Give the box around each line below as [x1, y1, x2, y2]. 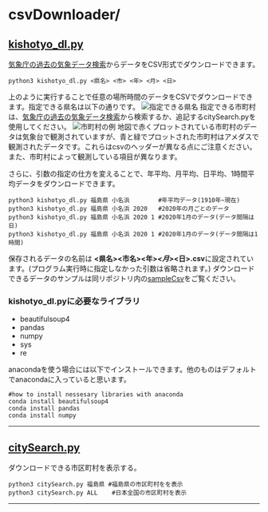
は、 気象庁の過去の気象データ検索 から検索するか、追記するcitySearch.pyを [8, 112, 257, 121]
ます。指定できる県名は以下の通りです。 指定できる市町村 [8, 102, 257, 111]
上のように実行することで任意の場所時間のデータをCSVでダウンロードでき [8, 92, 254, 101]
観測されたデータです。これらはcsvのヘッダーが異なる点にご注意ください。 [8, 142, 257, 151]
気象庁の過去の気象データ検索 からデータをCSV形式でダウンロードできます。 [8, 60, 260, 69]
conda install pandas [8, 405, 81, 413]
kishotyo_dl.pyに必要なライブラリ [8, 296, 141, 307]
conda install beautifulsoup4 [8, 398, 109, 406]
